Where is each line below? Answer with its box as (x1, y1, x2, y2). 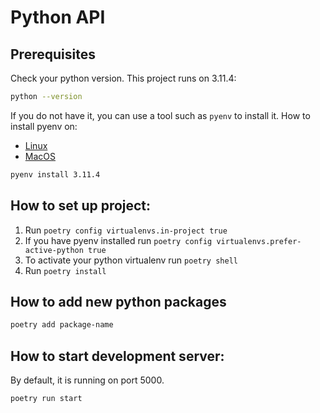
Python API (10, 6, 106, 29)
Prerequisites (10, 46, 96, 63)
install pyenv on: (10, 120, 78, 132)
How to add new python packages (10, 293, 227, 310)
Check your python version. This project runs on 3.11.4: (10, 72, 237, 84)
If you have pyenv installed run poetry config (24, 234, 213, 246)
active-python (24, 245, 84, 255)
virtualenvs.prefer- (216, 236, 302, 246)
